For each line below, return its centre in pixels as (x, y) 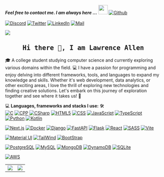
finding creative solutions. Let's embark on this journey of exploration (76, 90)
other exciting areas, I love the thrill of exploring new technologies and (77, 85)
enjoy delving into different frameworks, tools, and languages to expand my (82, 75)
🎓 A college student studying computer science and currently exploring (79, 60)
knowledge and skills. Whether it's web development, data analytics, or (78, 80)
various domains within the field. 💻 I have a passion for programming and (81, 68)
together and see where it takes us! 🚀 (43, 96)
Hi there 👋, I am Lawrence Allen (83, 48)
